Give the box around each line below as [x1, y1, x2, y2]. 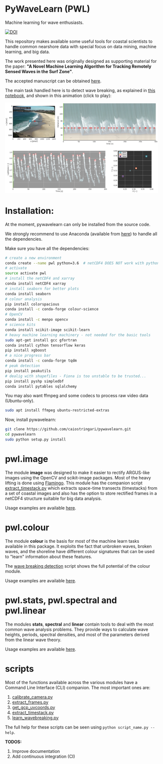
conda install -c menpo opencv [5, 317, 68, 322]
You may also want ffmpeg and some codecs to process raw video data [5, 393, 148, 399]
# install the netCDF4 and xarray [5, 276, 75, 281]
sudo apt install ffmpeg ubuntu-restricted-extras [5, 408, 110, 413]
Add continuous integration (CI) [12, 753, 75, 759]
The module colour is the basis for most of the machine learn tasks [5, 538, 140, 544]
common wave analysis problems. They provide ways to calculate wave [5, 626, 148, 632]
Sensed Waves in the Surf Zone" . [5, 68, 74, 74]
